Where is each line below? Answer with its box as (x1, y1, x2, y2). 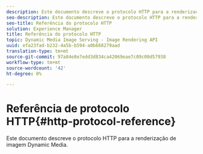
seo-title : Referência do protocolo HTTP (6, 20, 112, 26)
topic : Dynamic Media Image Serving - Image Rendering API (6, 37, 158, 43)
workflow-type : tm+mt (6, 59, 61, 65)
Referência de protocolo (6, 102, 130, 115)
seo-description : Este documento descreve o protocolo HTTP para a (6, 14, 180, 21)
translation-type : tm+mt (6, 48, 69, 54)
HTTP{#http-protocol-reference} (6, 115, 176, 129)
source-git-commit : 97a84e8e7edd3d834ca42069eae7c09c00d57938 (6, 54, 166, 60)
